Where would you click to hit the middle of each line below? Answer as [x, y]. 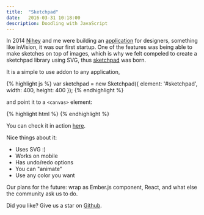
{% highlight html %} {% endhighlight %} [58, 114]
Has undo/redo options [44, 162]
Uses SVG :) [30, 150]
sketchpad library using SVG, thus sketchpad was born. [76, 60]
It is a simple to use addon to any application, [63, 72]
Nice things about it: [32, 137]
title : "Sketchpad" [33, 12]
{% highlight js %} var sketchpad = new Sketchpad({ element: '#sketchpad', [102, 84]
